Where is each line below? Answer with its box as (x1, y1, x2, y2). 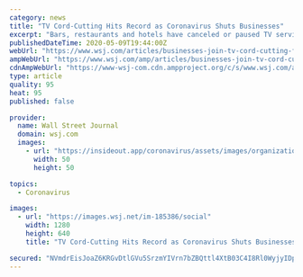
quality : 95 (9, 80, 54, 89)
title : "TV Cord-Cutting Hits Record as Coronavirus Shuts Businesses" (9, 22, 284, 31)
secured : (9, 254, 42, 263)
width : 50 (32, 155, 70, 164)
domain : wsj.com (17, 130, 78, 139)
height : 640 (25, 229, 70, 238)
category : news (9, 13, 67, 22)
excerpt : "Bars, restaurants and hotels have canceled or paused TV (9, 30, 272, 39)
